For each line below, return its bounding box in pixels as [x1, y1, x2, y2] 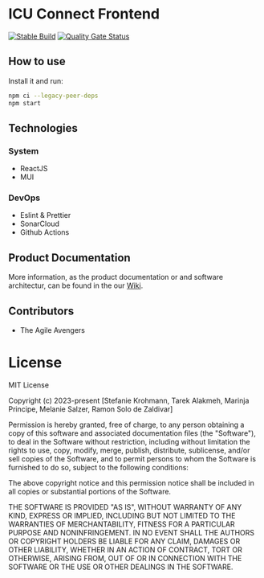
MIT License [8, 380, 50, 390]
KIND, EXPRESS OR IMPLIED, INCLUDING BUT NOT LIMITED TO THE [8, 511, 236, 521]
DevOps [8, 192, 41, 203]
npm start [8, 99, 42, 107]
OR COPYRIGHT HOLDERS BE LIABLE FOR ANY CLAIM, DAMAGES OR [8, 536, 241, 547]
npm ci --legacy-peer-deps [8, 92, 99, 100]
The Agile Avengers [19, 326, 86, 335]
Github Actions [19, 228, 70, 237]
